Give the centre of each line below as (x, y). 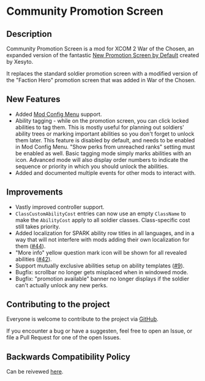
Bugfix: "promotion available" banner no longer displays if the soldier (102, 279)
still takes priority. (37, 226)
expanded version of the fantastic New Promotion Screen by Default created (103, 55)
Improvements (35, 192)
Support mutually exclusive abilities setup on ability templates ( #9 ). (100, 266)
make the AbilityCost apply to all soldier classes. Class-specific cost (102, 220)
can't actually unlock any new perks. (61, 285)
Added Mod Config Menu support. (58, 114)
